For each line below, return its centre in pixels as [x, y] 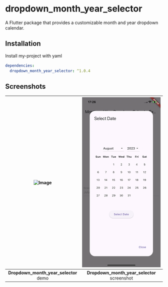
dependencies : [20, 66]
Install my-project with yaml [34, 56]
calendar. [15, 28]
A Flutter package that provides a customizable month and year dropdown [82, 23]
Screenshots [25, 86]
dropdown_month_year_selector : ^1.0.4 [50, 71]
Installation [23, 44]
